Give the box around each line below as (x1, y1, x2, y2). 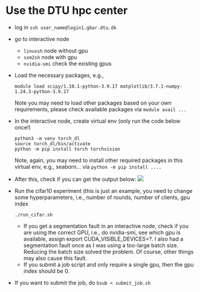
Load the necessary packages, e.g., (14, 71, 104, 79)
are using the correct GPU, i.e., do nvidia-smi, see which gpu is (23, 229, 181, 236)
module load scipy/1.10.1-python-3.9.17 (14, 83, 118, 89)
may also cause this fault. (23, 255, 87, 262)
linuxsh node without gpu (23, 47, 88, 54)
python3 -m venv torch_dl (14, 135, 80, 141)
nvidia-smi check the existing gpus (23, 60, 112, 67)
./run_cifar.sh (14, 212, 53, 218)
